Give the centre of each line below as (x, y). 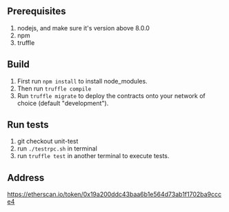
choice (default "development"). (63, 103)
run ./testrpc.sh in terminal (57, 148)
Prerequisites (37, 11)
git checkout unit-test (48, 142)
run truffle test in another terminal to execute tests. (93, 156)
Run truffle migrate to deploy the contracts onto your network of (111, 95)
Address (26, 178)
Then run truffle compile (54, 88)
